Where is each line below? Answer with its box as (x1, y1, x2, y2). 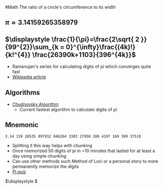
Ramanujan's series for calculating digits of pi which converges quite (12, 63, 151, 69)
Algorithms (5, 88, 40, 96)
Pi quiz (12, 168, 26, 174)
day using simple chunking (12, 153, 67, 159)
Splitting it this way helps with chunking (12, 142, 93, 148)
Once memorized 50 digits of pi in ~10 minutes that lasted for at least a (12, 148, 155, 154)
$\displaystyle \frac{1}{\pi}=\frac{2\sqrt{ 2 (5, 35, 140, 43)
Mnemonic (5, 121, 39, 129)
